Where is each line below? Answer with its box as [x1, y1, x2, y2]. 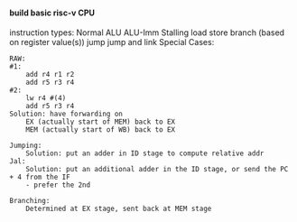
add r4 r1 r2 [25, 70, 75, 79]
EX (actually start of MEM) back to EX [25, 117, 176, 126]
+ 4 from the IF [9, 172, 70, 182]
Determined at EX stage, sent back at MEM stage [25, 204, 212, 214]
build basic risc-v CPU [9, 7, 96, 18]
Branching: [9, 197, 51, 206]
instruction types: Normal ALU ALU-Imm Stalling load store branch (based [9, 27, 285, 38]
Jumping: [9, 141, 42, 151]
